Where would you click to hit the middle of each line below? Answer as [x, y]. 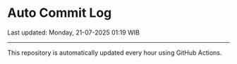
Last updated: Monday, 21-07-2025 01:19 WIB [73, 32]
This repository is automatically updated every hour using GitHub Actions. [115, 52]
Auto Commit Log [60, 13]
